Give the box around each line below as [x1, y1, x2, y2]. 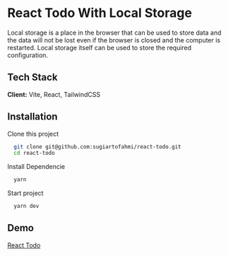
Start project [7, 189, 44, 197]
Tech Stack [7, 71, 58, 83]
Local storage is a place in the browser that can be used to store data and [7, 28, 222, 37]
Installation [7, 111, 58, 123]
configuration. [7, 51, 48, 59]
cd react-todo [13, 150, 55, 157]
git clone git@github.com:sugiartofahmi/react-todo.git [13, 143, 181, 150]
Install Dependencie [7, 163, 66, 171]
